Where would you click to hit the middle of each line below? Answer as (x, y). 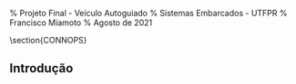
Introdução (41, 68)
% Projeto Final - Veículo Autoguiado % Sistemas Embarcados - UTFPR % (148, 13)
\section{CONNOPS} (48, 40)
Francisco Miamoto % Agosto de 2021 (81, 23)
